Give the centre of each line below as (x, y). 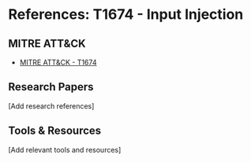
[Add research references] (51, 106)
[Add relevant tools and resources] (65, 149)
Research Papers (51, 87)
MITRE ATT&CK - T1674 (58, 62)
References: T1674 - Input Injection (126, 15)
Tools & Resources (55, 131)
